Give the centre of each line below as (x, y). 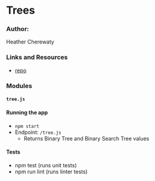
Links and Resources (37, 57)
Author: (18, 29)
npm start (27, 126)
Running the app (27, 112)
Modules (19, 86)
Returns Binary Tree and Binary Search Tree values (86, 138)
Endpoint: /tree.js (38, 132)
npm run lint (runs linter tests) (51, 171)
